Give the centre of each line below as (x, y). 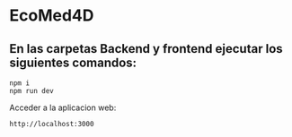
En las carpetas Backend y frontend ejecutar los (146, 49)
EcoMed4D (52, 16)
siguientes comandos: (73, 62)
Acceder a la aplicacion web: (63, 107)
